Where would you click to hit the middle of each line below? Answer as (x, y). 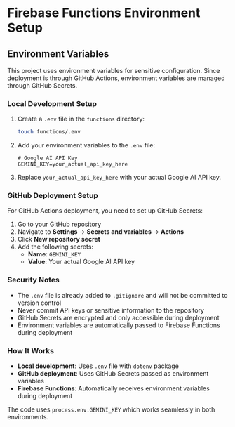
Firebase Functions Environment (104, 13)
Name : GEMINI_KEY (54, 254)
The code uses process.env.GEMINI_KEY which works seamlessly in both (111, 409)
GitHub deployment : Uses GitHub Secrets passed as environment (113, 374)
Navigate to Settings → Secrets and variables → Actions (101, 232)
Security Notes (33, 280)
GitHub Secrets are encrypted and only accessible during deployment (118, 317)
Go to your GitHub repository (59, 224)
